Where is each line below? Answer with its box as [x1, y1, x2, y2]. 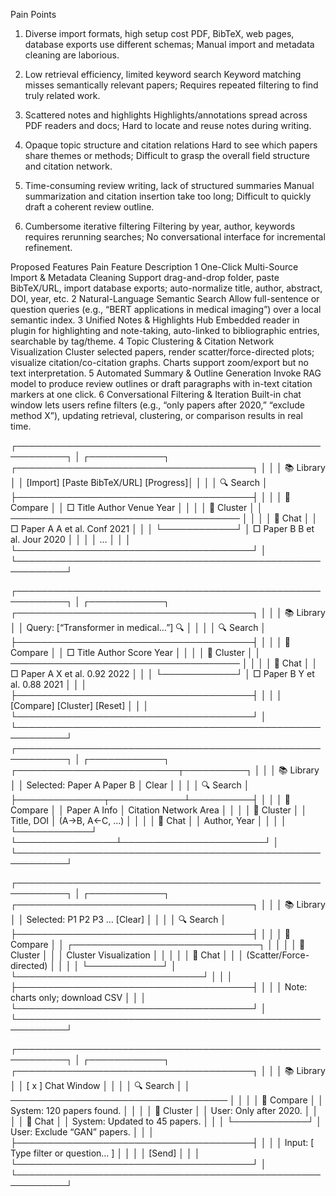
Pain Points [10, 9, 57, 20]
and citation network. [24, 160, 113, 172]
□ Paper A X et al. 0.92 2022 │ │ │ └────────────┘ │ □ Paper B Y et [10, 668, 315, 679]
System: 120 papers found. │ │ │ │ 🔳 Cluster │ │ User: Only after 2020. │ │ [10, 1105, 319, 1116]
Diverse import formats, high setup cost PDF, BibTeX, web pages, [24, 28, 295, 39]
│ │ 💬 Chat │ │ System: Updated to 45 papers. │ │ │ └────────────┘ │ [10, 1115, 322, 1127]
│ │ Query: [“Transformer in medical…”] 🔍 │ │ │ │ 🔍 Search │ [10, 622, 267, 633]
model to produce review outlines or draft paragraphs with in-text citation [10, 378, 313, 389]
